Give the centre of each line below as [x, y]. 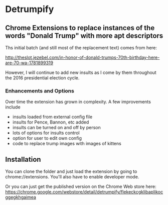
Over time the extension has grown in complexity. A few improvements [78, 102]
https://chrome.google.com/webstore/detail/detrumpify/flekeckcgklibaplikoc [84, 192]
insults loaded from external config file [52, 117]
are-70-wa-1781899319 [29, 63]
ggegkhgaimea [21, 197]
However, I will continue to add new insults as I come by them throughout [81, 72]
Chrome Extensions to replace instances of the [80, 28]
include [13, 107]
